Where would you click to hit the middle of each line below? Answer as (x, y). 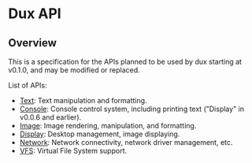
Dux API (35, 14)
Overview (33, 43)
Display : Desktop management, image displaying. (100, 134)
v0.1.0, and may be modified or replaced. (74, 70)
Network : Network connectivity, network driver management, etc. (126, 142)
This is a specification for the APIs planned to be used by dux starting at (125, 61)
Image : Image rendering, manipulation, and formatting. (108, 126)
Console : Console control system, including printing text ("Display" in (132, 109)
